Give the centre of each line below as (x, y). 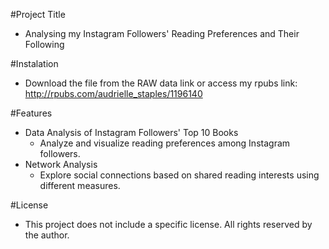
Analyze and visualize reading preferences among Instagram (165, 143)
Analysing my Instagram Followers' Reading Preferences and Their (162, 33)
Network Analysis (61, 164)
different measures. (80, 185)
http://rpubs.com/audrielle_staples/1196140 (113, 93)
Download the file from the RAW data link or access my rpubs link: (161, 83)
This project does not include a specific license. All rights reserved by (168, 224)
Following (44, 44)
